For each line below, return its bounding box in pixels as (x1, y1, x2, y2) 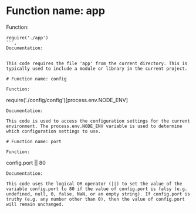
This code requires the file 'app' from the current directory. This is (6, 60, 188, 66)
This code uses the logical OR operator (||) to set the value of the (6, 181, 183, 187)
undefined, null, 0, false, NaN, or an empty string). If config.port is (6, 191, 191, 197)
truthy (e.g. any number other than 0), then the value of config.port (6, 196, 185, 202)
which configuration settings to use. (6, 128, 101, 134)
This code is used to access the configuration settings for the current (6, 118, 191, 124)
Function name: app (6, 4, 106, 18)
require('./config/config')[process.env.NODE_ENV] (6, 96, 128, 103)
